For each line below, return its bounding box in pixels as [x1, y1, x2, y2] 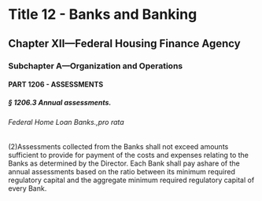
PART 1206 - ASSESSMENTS [8, 80, 104, 90]
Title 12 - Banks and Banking [8, 5, 197, 24]
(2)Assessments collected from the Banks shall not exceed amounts [8, 141, 229, 151]
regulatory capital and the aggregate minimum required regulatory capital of [8, 175, 255, 185]
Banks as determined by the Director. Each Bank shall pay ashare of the [8, 159, 240, 168]
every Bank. [8, 183, 47, 193]
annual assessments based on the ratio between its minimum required [8, 166, 236, 176]
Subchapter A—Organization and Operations [8, 60, 183, 71]
